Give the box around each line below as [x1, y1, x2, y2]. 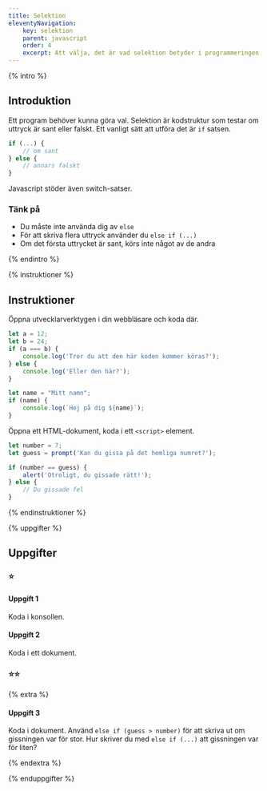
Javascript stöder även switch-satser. [8, 184, 133, 193]
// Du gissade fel [22, 486, 84, 494]
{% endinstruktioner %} [8, 508, 86, 518]
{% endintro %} [8, 254, 60, 264]
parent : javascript [22, 34, 88, 42]
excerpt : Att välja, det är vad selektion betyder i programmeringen [22, 49, 260, 57]
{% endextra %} [8, 758, 62, 768]
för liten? [8, 743, 38, 753]
